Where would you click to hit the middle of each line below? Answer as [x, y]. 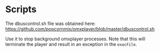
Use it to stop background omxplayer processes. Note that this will [75, 39]
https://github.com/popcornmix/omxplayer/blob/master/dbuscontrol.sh [80, 29]
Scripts [21, 9]
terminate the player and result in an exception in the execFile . [71, 44]
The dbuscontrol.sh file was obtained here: [51, 23]
